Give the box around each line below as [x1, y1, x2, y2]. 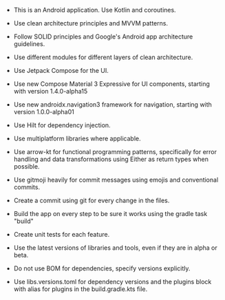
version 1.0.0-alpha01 [13, 108, 74, 116]
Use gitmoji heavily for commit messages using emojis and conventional [13, 175, 219, 184]
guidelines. [13, 40, 45, 47]
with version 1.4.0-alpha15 [13, 87, 88, 95]
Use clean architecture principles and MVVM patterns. [13, 19, 169, 27]
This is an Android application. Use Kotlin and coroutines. [13, 6, 177, 14]
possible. [13, 162, 40, 171]
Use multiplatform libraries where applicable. [13, 134, 141, 142]
